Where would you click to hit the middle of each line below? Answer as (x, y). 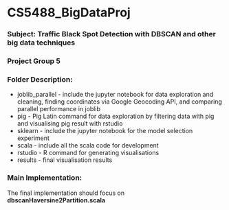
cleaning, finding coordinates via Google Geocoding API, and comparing (119, 102)
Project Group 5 (34, 61)
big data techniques (41, 43)
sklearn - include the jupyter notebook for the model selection (105, 131)
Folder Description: (40, 79)
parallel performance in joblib (59, 109)
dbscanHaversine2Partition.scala (56, 200)
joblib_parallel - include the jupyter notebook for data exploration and (115, 95)
